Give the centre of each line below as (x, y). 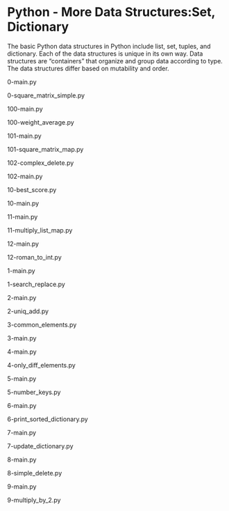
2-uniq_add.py (28, 311)
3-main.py (22, 338)
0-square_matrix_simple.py (46, 95)
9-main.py (22, 486)
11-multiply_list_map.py (40, 230)
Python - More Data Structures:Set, (111, 12)
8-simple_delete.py (35, 473)
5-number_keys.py (34, 392)
